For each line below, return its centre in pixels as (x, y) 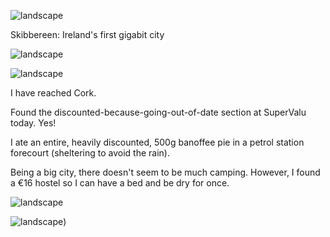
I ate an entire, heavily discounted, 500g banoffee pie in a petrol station (157, 142)
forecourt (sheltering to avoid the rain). (90, 153)
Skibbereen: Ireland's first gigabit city (87, 34)
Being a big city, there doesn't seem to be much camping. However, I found (165, 172)
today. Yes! (33, 123)
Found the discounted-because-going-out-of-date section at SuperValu (158, 112)
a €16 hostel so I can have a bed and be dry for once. (120, 183)
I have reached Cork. (53, 93)
